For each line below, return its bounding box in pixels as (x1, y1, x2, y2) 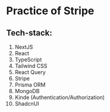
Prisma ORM (14, 81, 46, 88)
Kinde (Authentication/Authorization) (14, 94, 105, 101)
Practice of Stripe (6, 4, 95, 18)
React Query (14, 69, 46, 75)
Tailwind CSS (14, 62, 48, 69)
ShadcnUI (14, 100, 39, 107)
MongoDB (14, 88, 40, 94)
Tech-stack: (6, 28, 52, 38)
